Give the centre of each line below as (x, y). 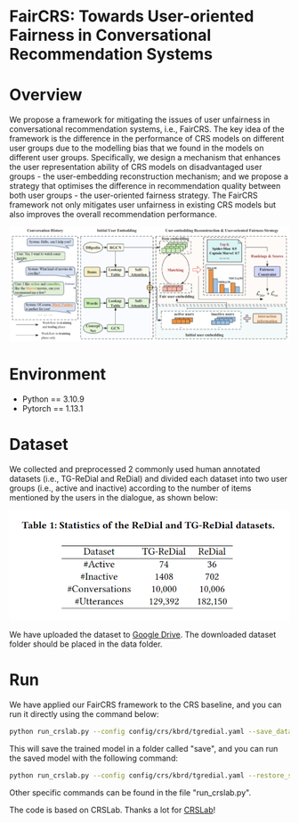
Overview (46, 95)
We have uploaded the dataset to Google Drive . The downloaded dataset (143, 635)
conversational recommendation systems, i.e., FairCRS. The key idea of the (147, 129)
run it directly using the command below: (84, 714)
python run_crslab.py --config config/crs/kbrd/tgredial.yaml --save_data (151, 732)
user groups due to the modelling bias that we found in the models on (137, 148)
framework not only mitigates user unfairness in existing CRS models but (143, 205)
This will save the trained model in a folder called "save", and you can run (144, 749)
